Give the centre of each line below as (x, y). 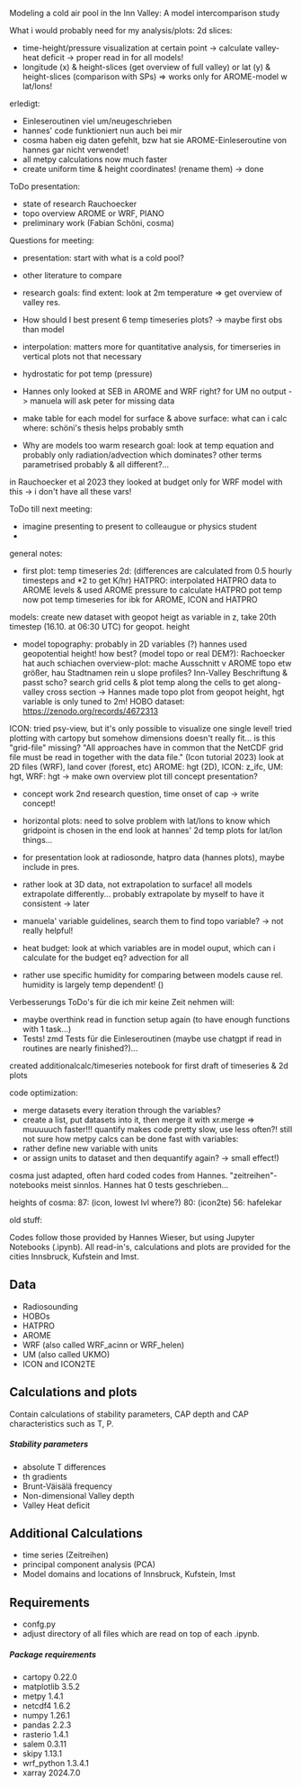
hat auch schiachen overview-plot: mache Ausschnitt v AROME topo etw (157, 663)
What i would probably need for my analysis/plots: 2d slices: (121, 30)
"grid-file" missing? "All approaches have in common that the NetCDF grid (146, 748)
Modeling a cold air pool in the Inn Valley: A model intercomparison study (145, 13)
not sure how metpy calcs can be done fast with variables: (130, 1139)
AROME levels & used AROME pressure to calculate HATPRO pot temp (152, 590)
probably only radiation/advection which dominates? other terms (142, 455)
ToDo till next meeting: (51, 509)
